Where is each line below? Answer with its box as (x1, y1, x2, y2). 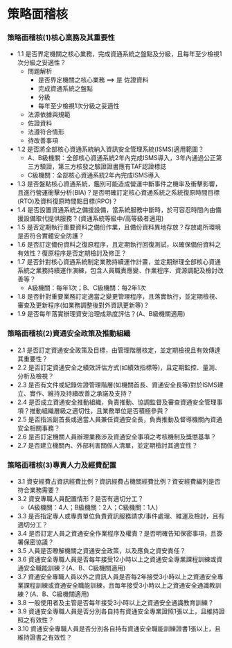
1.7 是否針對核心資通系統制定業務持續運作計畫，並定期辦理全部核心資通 (17, 258, 222, 266)
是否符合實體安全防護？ (17, 231, 84, 240)
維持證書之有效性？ (17, 633, 73, 642)
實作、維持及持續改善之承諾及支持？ (29, 389, 133, 397)
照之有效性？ (17, 616, 54, 624)
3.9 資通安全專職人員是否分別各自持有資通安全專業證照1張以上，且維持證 (17, 607, 225, 615)
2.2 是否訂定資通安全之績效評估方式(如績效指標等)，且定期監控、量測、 (17, 363, 222, 371)
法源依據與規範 (27, 110, 71, 119)
